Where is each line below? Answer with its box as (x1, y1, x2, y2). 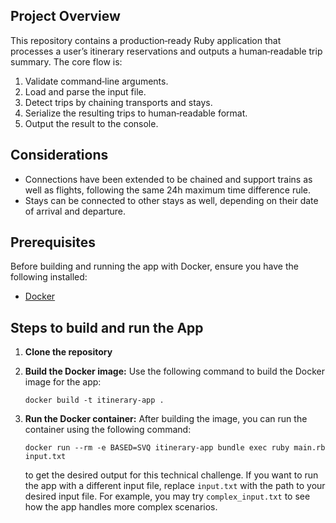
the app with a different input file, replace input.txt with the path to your (24, 480, 326, 492)
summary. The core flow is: (10, 55, 123, 68)
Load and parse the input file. (24, 85, 147, 98)
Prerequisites (10, 234, 96, 251)
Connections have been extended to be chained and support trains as (24, 173, 313, 185)
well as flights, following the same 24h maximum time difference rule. (24, 184, 312, 196)
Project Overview (10, 8, 121, 25)
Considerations (10, 147, 109, 164)
